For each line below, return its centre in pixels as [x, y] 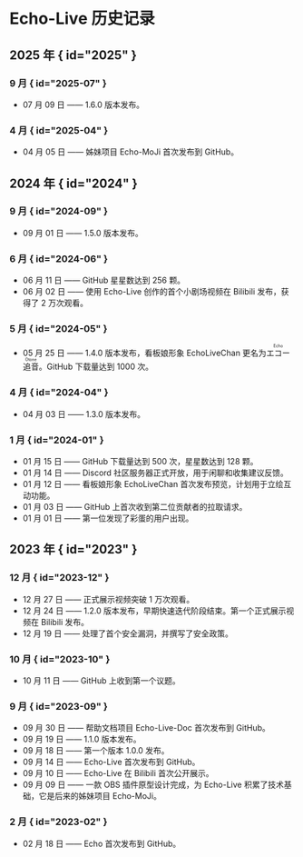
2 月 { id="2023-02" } [59, 822]
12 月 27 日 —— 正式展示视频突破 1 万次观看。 [108, 599]
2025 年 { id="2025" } [73, 55]
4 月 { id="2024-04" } [59, 393]
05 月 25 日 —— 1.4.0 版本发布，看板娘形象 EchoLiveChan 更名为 [144, 353]
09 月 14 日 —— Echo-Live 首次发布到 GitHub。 [111, 762]
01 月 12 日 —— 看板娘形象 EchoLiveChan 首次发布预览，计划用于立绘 [153, 484]
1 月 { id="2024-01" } [57, 440]
